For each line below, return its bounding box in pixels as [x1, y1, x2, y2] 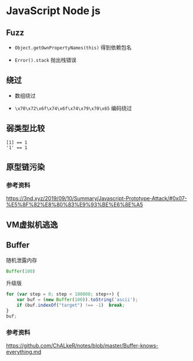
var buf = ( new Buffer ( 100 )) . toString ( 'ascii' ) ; [16, 297, 138, 303]
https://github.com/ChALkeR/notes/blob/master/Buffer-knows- [6, 342, 159, 349]
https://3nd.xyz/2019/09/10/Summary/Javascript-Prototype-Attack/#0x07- [6, 195, 187, 202]
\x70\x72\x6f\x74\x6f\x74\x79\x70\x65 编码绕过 [14, 104, 132, 111]
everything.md [6, 349, 42, 356]
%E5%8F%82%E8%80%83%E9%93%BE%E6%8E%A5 [6, 201, 143, 208]
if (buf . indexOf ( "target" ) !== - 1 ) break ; [16, 302, 125, 309]
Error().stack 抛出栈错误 [14, 57, 76, 63]
